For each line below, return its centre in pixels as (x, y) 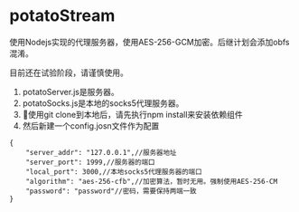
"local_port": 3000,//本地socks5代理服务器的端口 (114, 172)
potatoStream (62, 16)
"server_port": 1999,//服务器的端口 (90, 162)
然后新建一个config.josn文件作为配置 (91, 125)
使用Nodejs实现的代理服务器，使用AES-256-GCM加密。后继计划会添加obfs (149, 42)
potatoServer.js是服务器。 (70, 92)
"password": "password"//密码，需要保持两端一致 (111, 191)
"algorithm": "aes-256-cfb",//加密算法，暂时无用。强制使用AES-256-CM (152, 181)
